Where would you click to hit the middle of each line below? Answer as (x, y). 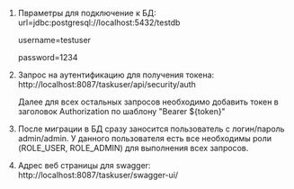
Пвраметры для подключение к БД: (87, 13)
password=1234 (48, 57)
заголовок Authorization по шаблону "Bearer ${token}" (122, 111)
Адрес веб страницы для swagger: (84, 165)
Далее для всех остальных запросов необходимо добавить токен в (148, 102)
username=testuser (54, 40)
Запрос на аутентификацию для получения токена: (116, 75)
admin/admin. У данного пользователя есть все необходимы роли (145, 138)
